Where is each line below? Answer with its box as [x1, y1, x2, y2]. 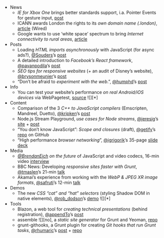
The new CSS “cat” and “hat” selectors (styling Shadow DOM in [17, 190, 150, 196]
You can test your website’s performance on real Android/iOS [17, 89, 144, 95]
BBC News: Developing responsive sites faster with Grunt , [17, 163, 137, 169]
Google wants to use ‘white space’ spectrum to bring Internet [17, 31, 143, 36]
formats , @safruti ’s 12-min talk [17, 179, 81, 185]
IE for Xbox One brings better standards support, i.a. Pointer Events [17, 9, 156, 15]
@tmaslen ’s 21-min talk [17, 169, 65, 174]
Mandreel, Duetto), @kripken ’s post [17, 110, 90, 116]
